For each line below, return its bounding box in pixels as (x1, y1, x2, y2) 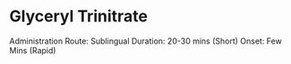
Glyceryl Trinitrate (9, 6, 148, 27)
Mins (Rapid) (9, 44, 56, 55)
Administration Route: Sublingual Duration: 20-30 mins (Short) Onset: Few (9, 36, 282, 46)
